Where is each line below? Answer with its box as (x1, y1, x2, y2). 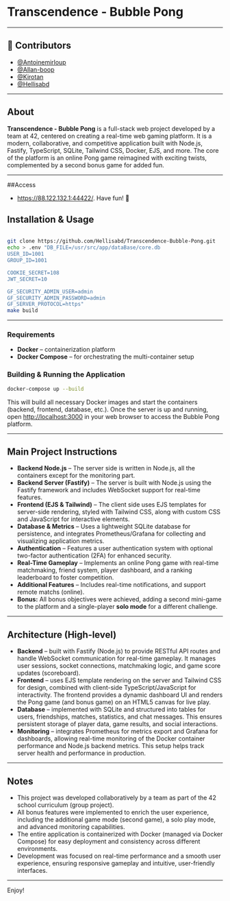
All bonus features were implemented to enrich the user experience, (16, 808, 209, 817)
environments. (16, 845, 58, 853)
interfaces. (16, 867, 48, 875)
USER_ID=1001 (7, 251, 44, 258)
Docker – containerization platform (16, 346, 116, 354)
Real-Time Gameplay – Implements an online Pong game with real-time (16, 559, 219, 567)
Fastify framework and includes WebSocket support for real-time (16, 486, 201, 494)
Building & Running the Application (7, 370, 125, 379)
